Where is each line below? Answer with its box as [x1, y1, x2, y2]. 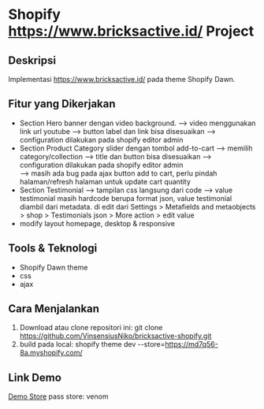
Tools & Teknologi [8, 242, 98, 255]
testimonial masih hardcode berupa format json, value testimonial [19, 193, 232, 203]
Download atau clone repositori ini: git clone [19, 323, 163, 333]
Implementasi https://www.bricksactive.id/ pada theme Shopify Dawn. [8, 75, 236, 84]
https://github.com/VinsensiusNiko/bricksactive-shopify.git [19, 331, 212, 340]
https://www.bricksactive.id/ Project [8, 22, 255, 40]
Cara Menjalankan [8, 302, 100, 316]
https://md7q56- [165, 340, 218, 349]
